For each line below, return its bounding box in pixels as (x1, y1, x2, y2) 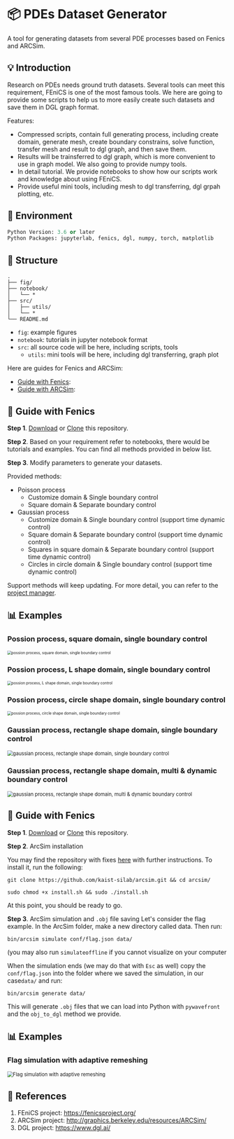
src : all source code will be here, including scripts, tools (17, 343, 178, 352)
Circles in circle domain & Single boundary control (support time (27, 560, 212, 568)
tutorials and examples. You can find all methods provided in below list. (7, 445, 212, 453)
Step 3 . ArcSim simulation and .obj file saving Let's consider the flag (7, 914, 206, 923)
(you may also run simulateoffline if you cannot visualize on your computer (7, 948, 227, 956)
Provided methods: (7, 471, 62, 481)
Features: (7, 116, 35, 125)
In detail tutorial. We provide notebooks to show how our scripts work (17, 167, 218, 176)
